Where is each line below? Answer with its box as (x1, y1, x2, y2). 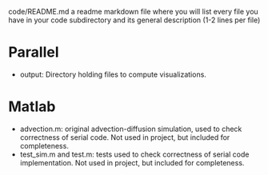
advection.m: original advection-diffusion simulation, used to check (19, 124, 242, 133)
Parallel (8, 43, 59, 62)
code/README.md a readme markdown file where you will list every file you (8, 7, 258, 16)
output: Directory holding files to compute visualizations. (19, 70, 206, 79)
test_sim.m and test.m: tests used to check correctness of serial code (19, 149, 250, 159)
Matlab (8, 97, 56, 116)
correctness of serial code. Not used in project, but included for (19, 132, 230, 142)
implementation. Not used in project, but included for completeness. (19, 157, 245, 167)
